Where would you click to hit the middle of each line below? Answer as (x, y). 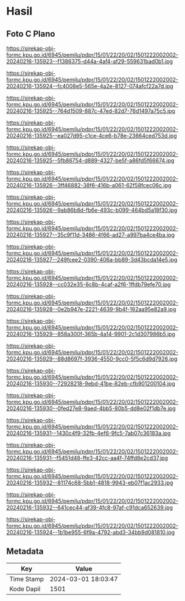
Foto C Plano (31, 34)
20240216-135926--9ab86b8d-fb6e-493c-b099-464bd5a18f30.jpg (92, 210)
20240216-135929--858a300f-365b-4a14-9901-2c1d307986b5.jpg (91, 334)
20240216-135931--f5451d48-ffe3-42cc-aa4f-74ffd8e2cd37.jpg (87, 458)
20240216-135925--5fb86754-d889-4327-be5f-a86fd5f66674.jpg (90, 160)
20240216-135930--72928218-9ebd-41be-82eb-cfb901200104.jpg (91, 383)
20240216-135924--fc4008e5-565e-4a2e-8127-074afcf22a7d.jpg (90, 86)
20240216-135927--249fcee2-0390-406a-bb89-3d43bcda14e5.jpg (92, 260)
